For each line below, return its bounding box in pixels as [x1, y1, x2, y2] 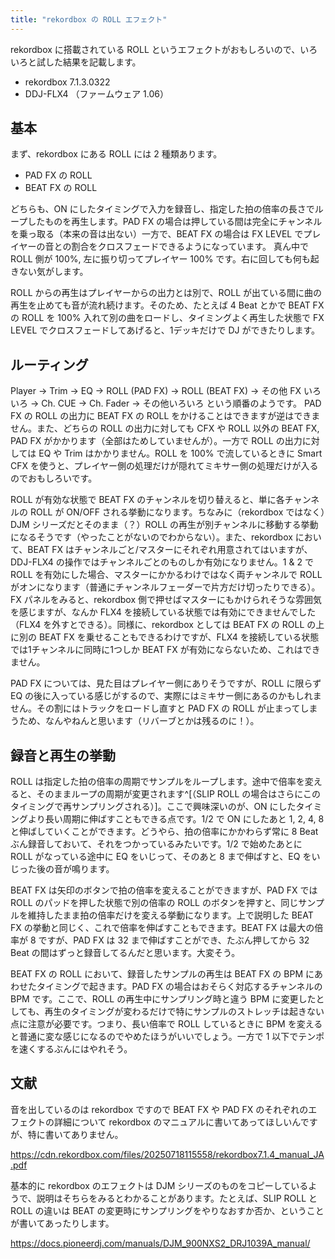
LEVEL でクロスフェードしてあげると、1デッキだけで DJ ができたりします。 [10, 324, 321, 336]
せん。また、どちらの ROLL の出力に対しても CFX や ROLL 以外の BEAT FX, [10, 422, 320, 435]
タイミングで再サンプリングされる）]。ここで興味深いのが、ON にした [10, 801, 297, 813]
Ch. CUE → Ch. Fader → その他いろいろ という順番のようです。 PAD [41, 397, 322, 410]
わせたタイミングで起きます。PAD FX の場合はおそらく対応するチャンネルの [10, 981, 323, 993]
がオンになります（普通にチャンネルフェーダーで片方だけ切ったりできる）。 [10, 581, 321, 593]
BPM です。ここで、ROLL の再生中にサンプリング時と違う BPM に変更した [10, 993, 317, 1005]
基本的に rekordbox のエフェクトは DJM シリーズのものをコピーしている [10, 1179, 309, 1191]
